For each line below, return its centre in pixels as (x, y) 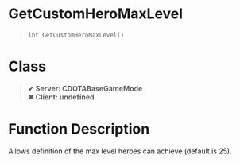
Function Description (79, 129)
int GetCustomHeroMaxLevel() (76, 35)
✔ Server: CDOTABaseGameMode (85, 88)
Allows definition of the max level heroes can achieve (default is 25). (120, 151)
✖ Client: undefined (61, 97)
